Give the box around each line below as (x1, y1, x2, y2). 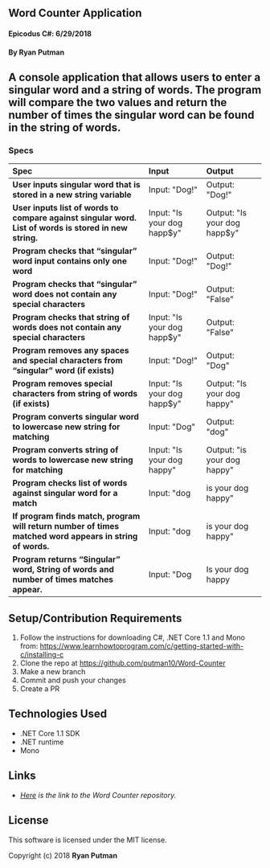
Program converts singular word (12, 411, 139, 423)
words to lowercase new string (12, 454, 134, 465)
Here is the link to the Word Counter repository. (19, 790, 177, 800)
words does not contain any (12, 321, 122, 333)
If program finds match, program (12, 510, 141, 522)
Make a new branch (19, 667, 86, 677)
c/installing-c (19, 650, 64, 660)
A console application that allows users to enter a (8, 70, 261, 84)
